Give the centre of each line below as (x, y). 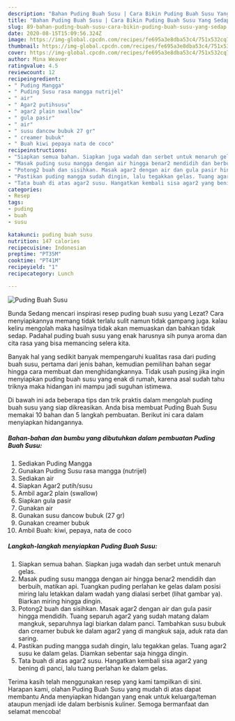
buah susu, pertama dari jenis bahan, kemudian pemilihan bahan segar (109, 364)
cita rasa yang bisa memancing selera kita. (69, 343)
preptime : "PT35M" (35, 254)
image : (17, 40)
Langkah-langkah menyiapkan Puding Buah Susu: (83, 546)
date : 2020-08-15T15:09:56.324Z (55, 33)
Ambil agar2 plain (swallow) (58, 493)
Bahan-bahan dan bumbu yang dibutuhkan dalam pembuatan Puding (112, 438)
